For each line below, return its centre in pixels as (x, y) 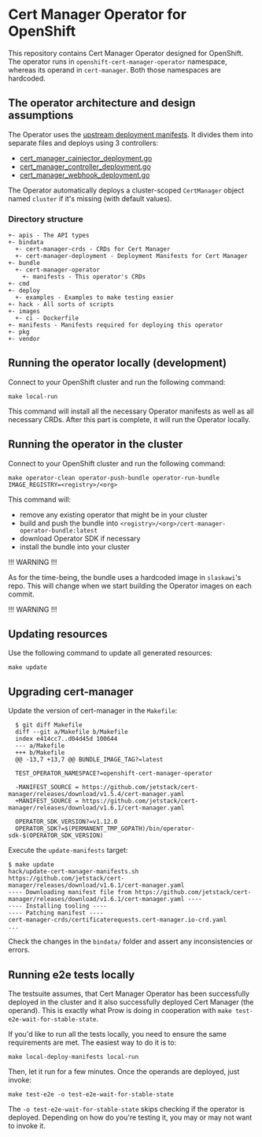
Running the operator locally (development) (117, 363)
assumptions (41, 116)
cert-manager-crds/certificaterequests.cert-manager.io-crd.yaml (117, 920)
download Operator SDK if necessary (80, 538)
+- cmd (19, 284)
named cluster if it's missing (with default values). (90, 198)
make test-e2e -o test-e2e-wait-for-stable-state (91, 1094)
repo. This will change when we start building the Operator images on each (130, 585)
